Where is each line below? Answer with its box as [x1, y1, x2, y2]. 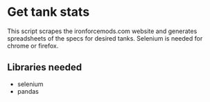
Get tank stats [7, 4, 90, 20]
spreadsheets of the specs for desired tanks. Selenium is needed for [7, 34, 203, 42]
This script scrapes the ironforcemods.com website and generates [7, 27, 198, 35]
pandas [17, 87, 40, 95]
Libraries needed [7, 61, 82, 73]
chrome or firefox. [7, 41, 59, 50]
